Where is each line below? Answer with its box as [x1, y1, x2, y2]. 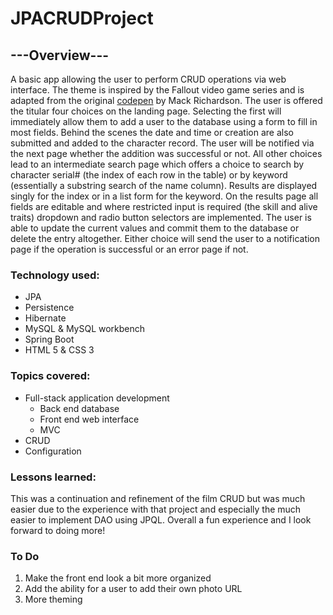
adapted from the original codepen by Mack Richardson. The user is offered [10, 95, 323, 106]
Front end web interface [39, 413, 140, 425]
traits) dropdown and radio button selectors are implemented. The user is [10, 212, 312, 223]
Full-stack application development [24, 392, 170, 404]
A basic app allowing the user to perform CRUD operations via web [10, 73, 287, 85]
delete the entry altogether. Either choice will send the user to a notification [10, 233, 321, 244]
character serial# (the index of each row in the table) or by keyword [10, 169, 288, 181]
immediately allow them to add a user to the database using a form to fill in [10, 116, 318, 127]
